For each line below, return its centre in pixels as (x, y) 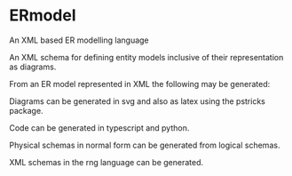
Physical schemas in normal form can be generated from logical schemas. (145, 145)
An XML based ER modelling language (79, 40)
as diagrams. (33, 67)
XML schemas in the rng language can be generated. (107, 162)
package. (26, 110)
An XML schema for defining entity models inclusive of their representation (146, 57)
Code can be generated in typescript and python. (99, 128)
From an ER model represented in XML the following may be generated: (140, 84)
